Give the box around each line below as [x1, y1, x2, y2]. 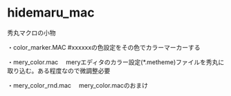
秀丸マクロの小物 [7, 28, 56, 37]
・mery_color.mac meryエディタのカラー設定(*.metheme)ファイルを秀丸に [7, 57, 225, 66]
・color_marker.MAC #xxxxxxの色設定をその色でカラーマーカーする [7, 43, 201, 51]
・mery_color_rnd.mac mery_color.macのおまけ [7, 81, 149, 89]
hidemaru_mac [7, 5, 95, 21]
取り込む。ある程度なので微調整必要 [7, 66, 111, 75]
